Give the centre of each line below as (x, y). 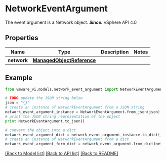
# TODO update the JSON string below (44, 98)
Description (115, 52)
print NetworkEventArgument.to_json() (45, 121)
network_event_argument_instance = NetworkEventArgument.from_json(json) (83, 112)
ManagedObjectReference (64, 60)
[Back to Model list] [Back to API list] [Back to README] (62, 154)
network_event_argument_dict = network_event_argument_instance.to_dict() (84, 135)
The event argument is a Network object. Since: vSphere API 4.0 (71, 22)
